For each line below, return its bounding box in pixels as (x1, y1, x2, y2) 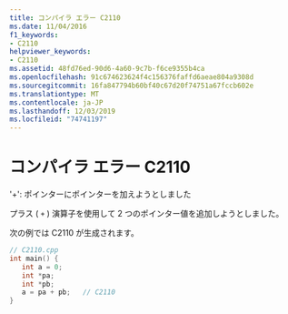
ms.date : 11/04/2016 (9, 22, 88, 31)
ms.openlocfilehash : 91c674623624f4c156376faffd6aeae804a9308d (9, 73, 254, 82)
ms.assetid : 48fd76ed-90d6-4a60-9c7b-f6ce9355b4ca (9, 65, 205, 74)
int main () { (9, 254, 59, 263)
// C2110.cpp (9, 246, 59, 255)
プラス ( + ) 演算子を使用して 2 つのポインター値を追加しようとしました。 (9, 208, 284, 219)
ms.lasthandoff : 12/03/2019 (9, 106, 116, 116)
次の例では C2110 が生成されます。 (9, 228, 139, 238)
